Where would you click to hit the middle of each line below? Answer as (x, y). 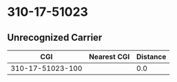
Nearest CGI (110, 57)
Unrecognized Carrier (55, 38)
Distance (152, 57)
